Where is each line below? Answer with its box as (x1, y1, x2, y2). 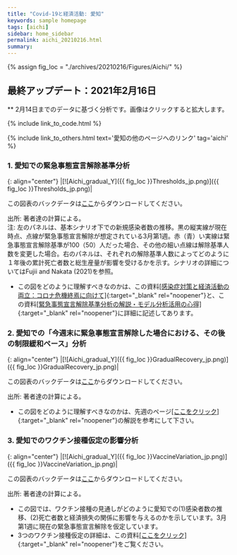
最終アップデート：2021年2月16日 (7, 85, 157, 97)
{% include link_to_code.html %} (7, 119, 102, 127)
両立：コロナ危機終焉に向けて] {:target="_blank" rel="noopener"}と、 (17, 291, 219, 300)
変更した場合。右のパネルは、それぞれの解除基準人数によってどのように (19, 250, 229, 258)
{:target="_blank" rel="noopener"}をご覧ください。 (17, 539, 167, 548)
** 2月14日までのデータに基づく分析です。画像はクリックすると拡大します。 (7, 105, 229, 113)
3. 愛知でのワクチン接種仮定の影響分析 (7, 436, 139, 445)
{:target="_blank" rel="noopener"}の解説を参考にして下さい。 (17, 416, 198, 425)
